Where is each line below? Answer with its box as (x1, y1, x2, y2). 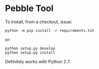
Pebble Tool (5, 3, 54, 14)
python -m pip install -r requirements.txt (5, 28, 95, 33)
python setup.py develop (5, 46, 55, 51)
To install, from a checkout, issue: (5, 19, 72, 25)
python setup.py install (5, 50, 55, 55)
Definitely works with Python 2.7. (5, 58, 71, 64)
